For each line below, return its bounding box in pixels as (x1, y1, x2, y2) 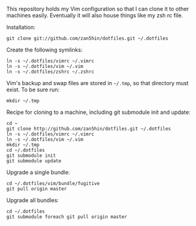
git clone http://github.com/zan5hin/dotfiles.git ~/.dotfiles (6, 126, 171, 132)
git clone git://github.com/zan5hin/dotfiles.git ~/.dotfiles (6, 36, 168, 42)
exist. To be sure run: (6, 86, 60, 93)
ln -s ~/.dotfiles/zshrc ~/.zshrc (6, 69, 95, 75)
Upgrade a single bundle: (6, 168, 70, 176)
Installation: (6, 24, 36, 31)
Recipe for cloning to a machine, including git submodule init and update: (6, 108, 191, 116)
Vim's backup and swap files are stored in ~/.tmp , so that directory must (6, 80, 189, 86)
